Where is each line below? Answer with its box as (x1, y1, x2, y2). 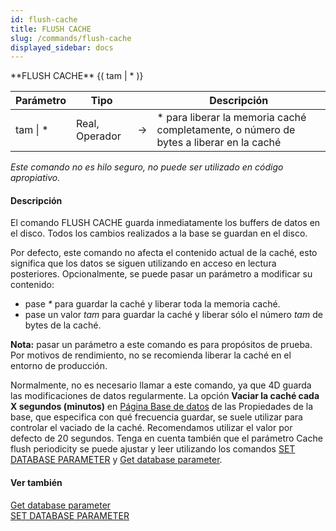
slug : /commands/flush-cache (10, 33, 132, 43)
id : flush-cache (10, 14, 78, 25)
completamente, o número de (156, 123, 296, 137)
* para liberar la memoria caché (156, 111, 307, 125)
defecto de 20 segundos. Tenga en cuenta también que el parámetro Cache (10, 432, 323, 445)
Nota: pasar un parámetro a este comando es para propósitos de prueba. (10, 339, 313, 351)
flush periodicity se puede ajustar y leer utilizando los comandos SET (10, 443, 296, 455)
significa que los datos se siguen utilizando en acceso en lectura (10, 257, 277, 270)
